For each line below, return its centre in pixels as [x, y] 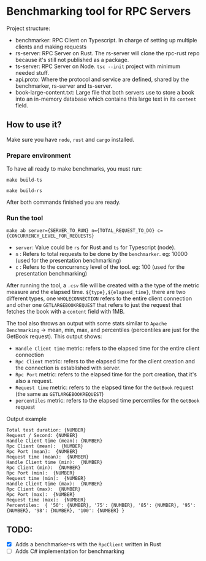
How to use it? [34, 125]
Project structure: [29, 28]
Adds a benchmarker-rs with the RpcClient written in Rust [88, 544]
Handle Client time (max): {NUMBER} [55, 484]
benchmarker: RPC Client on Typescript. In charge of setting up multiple [106, 40]
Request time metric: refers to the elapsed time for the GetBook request [104, 387]
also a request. [34, 381]
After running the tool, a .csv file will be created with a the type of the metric [103, 285]
